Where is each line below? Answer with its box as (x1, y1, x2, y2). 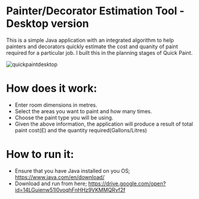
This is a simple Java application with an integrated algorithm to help (6, 36, 174, 43)
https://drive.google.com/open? (88, 180, 166, 187)
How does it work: (6, 82, 97, 95)
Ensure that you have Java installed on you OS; (14, 167, 131, 174)
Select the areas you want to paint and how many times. (14, 107, 153, 114)
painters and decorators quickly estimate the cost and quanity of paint (6, 43, 178, 50)
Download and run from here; (14, 180, 87, 187)
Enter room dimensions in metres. (14, 101, 97, 108)
